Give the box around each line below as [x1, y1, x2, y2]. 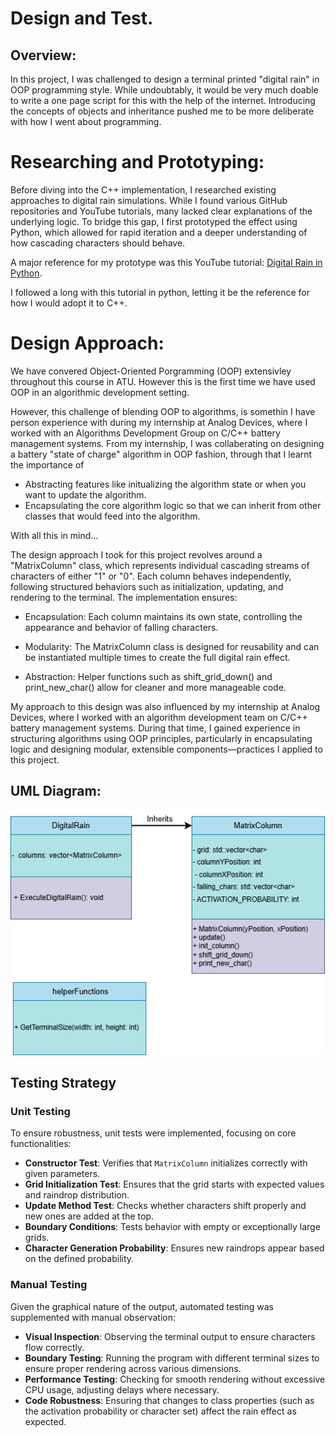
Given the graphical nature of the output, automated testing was [10, 1300, 274, 1312]
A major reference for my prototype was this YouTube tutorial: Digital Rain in [10, 256, 323, 268]
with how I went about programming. [10, 116, 162, 127]
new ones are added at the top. [24, 1210, 154, 1222]
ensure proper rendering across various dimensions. [24, 1362, 242, 1374]
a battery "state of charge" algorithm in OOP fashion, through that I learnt [10, 448, 313, 460]
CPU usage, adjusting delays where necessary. [24, 1383, 220, 1396]
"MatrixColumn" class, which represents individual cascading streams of [10, 559, 310, 571]
